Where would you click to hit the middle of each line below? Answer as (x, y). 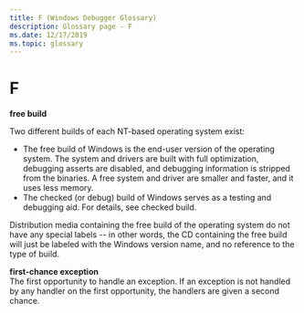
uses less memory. (58, 188)
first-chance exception (54, 272)
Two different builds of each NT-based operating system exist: (127, 131)
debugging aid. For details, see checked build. (110, 207)
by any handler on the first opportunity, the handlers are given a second (145, 291)
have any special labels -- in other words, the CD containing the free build (148, 235)
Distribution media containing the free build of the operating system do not (150, 225)
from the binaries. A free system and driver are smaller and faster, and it (158, 178)
